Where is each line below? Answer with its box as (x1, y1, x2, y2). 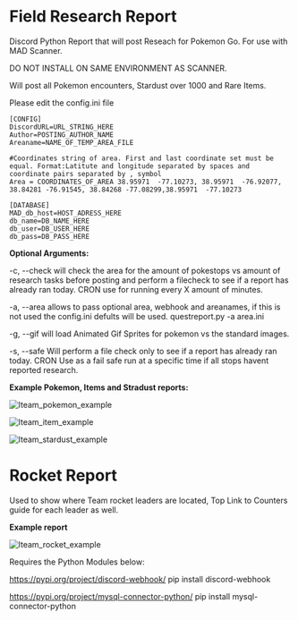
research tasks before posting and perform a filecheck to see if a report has (9, 275, 289, 285)
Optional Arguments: (9, 248, 89, 259)
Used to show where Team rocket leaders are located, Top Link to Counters (9, 495, 288, 505)
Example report (9, 522, 68, 532)
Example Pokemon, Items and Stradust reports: (9, 382, 189, 393)
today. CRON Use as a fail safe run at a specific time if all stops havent (9, 355, 269, 366)
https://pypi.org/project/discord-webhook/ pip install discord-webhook (9, 573, 271, 584)
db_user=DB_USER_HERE (9, 224, 90, 234)
